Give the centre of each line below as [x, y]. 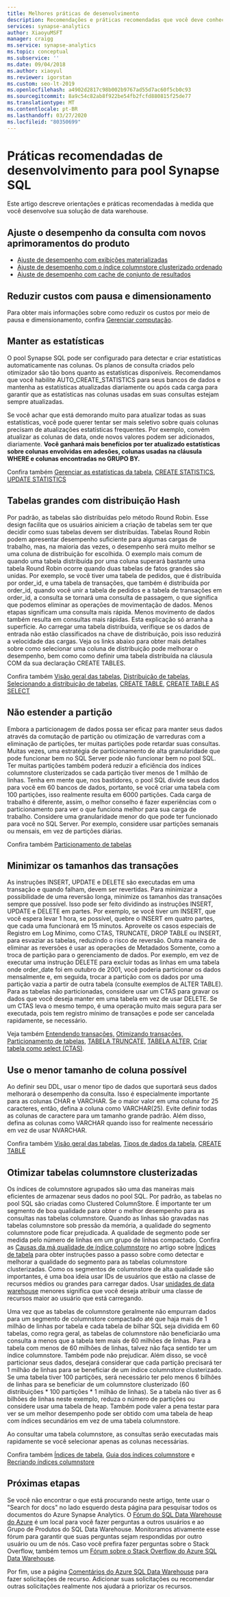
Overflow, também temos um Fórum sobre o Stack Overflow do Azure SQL [112, 1551]
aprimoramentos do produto [68, 243]
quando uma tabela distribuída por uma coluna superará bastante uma [106, 561]
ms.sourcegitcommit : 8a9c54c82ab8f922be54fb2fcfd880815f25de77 [99, 97]
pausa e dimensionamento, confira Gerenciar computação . [90, 320]
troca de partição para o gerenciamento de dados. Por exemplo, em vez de [113, 955]
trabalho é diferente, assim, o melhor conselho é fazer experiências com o [112, 802]
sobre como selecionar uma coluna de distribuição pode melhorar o [103, 648]
